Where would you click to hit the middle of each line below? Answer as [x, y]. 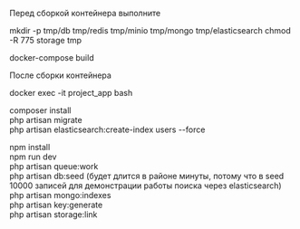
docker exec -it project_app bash [71, 93]
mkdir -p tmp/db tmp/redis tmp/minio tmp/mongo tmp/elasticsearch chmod [150, 30]
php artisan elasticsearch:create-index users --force [107, 129]
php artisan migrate [46, 120]
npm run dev [33, 157]
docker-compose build [52, 57]
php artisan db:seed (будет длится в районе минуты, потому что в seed [147, 176]
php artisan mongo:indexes [60, 195]
